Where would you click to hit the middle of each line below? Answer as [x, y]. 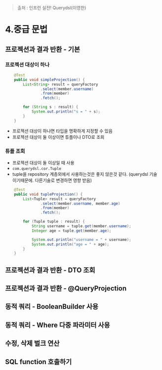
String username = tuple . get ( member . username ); [81, 226]
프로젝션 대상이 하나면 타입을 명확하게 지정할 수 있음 [62, 131]
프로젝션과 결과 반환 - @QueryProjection [66, 288]
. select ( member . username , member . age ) [80, 204]
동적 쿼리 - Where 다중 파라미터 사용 [58, 325]
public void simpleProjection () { [49, 80]
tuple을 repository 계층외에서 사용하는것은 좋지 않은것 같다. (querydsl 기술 [85, 174]
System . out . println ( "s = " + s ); [66, 112]
